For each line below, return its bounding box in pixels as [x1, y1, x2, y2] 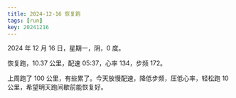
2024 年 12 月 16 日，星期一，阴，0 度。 [7, 44, 125, 53]
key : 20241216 [7, 23, 50, 31]
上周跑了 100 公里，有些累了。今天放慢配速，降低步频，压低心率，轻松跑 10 [7, 74, 229, 82]
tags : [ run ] [7, 17, 43, 24]
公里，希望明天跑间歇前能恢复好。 [7, 83, 107, 92]
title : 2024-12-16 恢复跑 [7, 10, 81, 18]
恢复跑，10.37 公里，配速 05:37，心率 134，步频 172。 [7, 59, 167, 67]
